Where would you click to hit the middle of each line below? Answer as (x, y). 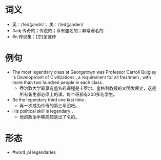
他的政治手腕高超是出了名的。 (49, 117)
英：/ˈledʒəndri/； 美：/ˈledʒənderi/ (48, 24)
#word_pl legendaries (34, 152)
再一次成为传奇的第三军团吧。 (49, 105)
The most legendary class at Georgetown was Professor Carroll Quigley (84, 72)
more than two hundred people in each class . (58, 82)
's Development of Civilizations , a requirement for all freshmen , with (81, 77)
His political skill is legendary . (42, 111)
